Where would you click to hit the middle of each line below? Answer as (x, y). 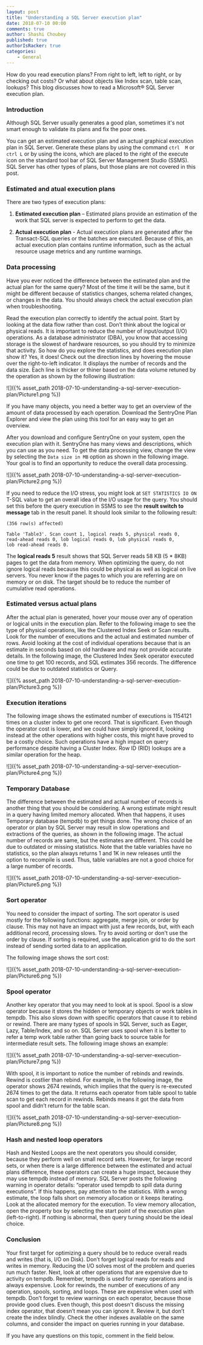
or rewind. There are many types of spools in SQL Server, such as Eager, (97, 1024)
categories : (21, 52)
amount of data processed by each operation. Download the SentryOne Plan (102, 412)
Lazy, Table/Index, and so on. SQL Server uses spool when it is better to (96, 1030)
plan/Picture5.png (28, 885)
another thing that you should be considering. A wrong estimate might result (101, 808)
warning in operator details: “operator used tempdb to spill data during (94, 1185)
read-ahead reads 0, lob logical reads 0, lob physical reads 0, (90, 539)
